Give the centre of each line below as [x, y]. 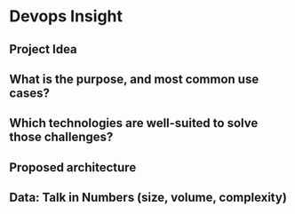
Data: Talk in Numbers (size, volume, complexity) [148, 198]
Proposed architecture [73, 167]
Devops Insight [66, 16]
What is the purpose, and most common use [134, 79]
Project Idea [43, 49]
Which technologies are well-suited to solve [134, 123]
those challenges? [61, 137]
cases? [30, 93]
